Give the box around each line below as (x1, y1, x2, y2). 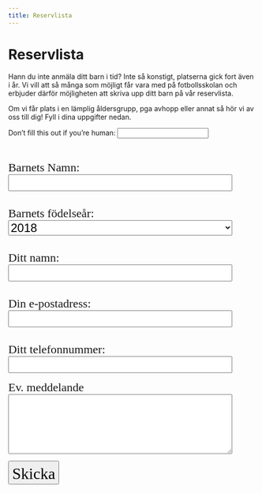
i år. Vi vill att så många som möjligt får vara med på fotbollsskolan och (8, 80, 238, 89)
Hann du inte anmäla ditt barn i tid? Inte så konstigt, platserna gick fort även (8, 72, 254, 81)
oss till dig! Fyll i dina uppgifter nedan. (8, 112, 132, 121)
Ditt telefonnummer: (8, 342, 106, 356)
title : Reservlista (8, 11, 73, 20)
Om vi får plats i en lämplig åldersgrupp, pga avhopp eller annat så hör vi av (8, 103, 254, 113)
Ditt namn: (8, 250, 60, 264)
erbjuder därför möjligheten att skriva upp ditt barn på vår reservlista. (8, 88, 234, 98)
